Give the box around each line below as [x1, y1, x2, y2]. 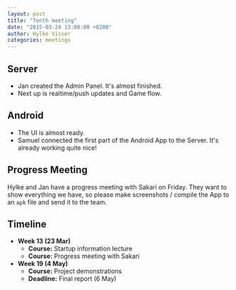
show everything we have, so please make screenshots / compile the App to [7, 190, 230, 199]
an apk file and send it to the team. [7, 197, 107, 206]
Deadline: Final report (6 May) [28, 274, 117, 283]
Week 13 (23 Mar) [17, 237, 71, 245]
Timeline [7, 218, 47, 230]
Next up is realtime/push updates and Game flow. [17, 89, 162, 98]
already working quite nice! [17, 143, 98, 152]
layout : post [7, 10, 46, 18]
